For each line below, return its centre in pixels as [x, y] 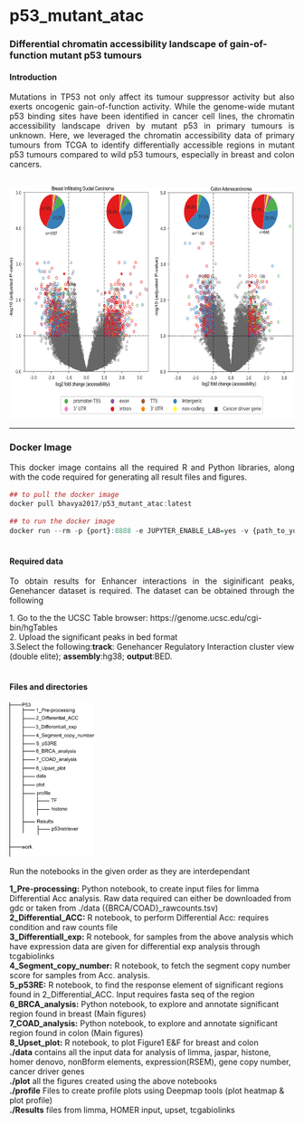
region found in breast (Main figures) [78, 1014]
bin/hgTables [33, 628]
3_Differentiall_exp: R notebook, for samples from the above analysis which [152, 937]
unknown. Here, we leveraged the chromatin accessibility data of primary [152, 136]
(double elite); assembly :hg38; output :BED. [91, 656]
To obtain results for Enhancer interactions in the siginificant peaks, [152, 581]
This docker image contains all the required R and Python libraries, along [152, 467]
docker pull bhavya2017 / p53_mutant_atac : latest [101, 504]
